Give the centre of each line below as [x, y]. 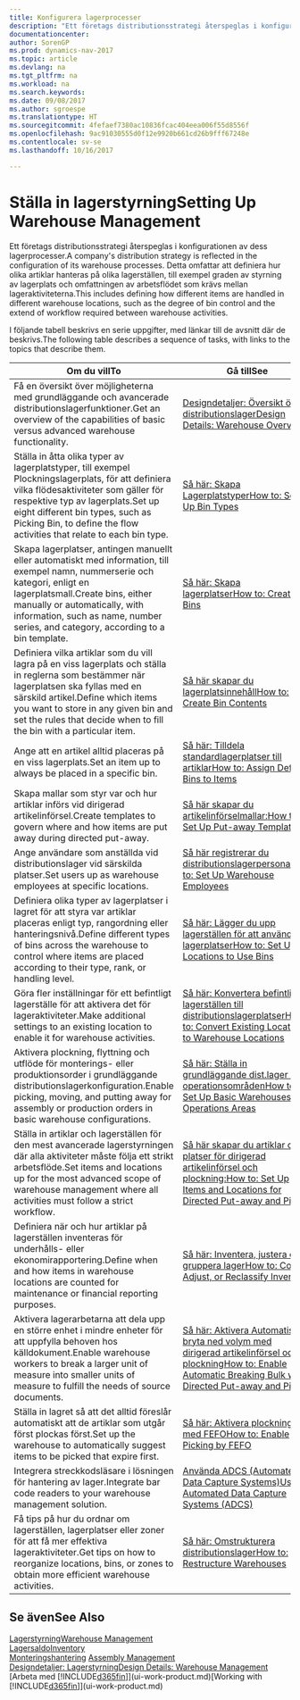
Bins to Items [210, 779]
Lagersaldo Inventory [47, 1648]
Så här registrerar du [226, 852]
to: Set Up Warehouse [229, 874]
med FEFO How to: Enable [236, 1434]
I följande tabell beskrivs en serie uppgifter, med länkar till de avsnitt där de [147, 329]
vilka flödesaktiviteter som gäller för [89, 489]
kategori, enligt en [51, 582]
